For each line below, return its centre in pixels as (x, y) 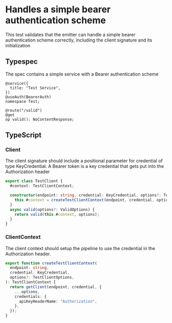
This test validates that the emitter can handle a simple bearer (70, 34)
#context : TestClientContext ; (42, 186)
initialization (18, 45)
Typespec (21, 62)
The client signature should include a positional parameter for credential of (84, 161)
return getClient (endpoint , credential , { (56, 287)
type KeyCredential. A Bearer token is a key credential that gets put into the (85, 166)
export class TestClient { (34, 181)
